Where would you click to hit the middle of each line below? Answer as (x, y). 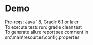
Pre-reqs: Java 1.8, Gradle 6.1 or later (42, 22)
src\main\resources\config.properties (42, 37)
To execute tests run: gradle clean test (44, 27)
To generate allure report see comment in (47, 32)
